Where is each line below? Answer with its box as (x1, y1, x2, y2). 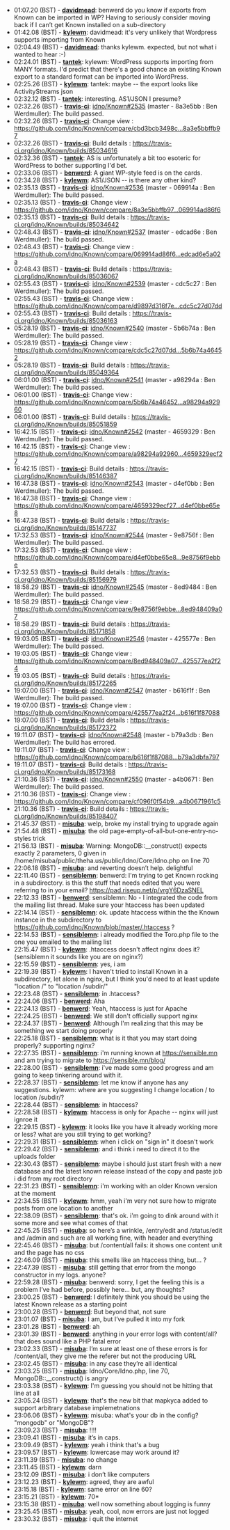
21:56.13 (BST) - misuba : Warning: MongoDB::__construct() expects (13, 842, 207, 850)
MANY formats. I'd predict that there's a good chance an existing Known (13, 65, 222, 73)
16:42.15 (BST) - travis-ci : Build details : (13, 464, 129, 473)
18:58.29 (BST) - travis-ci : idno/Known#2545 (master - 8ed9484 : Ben (13, 583, 217, 591)
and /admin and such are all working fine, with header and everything (13, 1233, 213, 1242)
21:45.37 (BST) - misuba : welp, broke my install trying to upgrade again (13, 819, 219, 828)
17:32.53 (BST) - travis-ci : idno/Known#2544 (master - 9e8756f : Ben (13, 531, 215, 539)
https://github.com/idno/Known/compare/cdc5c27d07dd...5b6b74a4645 (13, 346, 222, 354)
